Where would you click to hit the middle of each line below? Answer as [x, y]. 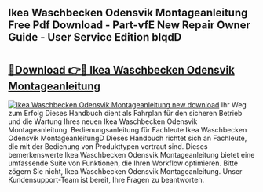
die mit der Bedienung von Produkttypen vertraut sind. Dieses [108, 147]
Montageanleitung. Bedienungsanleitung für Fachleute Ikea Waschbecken [128, 130]
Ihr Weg [234, 105]
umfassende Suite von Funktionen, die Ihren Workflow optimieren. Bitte [123, 163]
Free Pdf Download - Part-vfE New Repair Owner [130, 25]
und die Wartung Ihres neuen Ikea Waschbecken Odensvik [103, 121]
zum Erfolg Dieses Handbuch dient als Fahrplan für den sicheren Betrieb [125, 113]
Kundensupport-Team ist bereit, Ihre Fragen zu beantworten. [106, 180]
